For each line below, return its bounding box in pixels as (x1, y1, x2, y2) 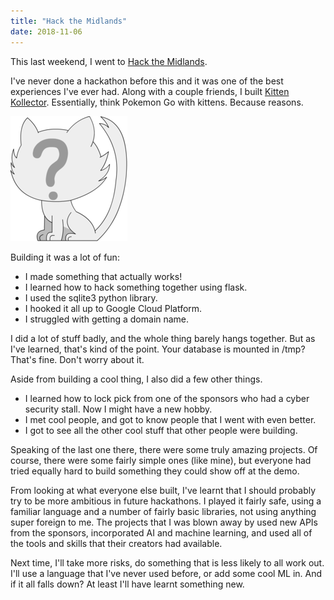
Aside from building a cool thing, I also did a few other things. (10, 373, 263, 385)
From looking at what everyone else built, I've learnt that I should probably (10, 484, 317, 496)
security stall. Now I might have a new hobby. (24, 403, 213, 415)
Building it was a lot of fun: (10, 251, 120, 263)
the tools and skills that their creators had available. (10, 537, 223, 549)
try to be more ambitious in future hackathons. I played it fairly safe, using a (10, 495, 322, 507)
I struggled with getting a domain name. (24, 313, 190, 325)
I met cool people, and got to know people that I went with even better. (24, 413, 317, 425)
